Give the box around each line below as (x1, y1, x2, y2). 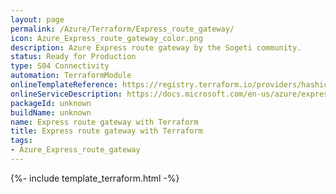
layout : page (10, 14, 65, 25)
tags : (10, 136, 33, 146)
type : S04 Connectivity (10, 61, 110, 71)
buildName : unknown (10, 107, 92, 118)
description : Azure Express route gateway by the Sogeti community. (10, 42, 302, 53)
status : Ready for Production (10, 52, 137, 62)
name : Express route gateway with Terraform (10, 117, 199, 127)
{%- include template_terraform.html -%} (10, 172, 180, 184)
